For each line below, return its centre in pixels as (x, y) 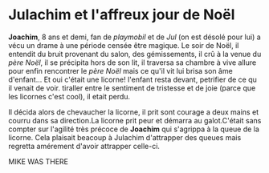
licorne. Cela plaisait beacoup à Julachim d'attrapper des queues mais (125, 137)
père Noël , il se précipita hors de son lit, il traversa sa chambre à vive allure (132, 62)
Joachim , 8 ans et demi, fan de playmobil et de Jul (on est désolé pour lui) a (134, 37)
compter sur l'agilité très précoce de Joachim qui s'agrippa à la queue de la (134, 129)
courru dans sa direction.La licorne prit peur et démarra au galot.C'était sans (135, 120)
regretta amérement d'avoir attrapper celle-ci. (84, 146)
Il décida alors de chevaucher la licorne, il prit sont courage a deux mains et (134, 112)
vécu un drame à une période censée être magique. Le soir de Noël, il (124, 45)
